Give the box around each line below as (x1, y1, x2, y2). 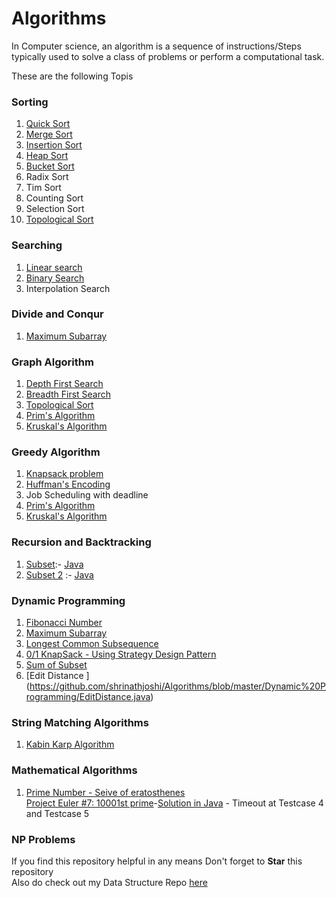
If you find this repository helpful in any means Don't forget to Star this (11, 855, 303, 867)
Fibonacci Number (25, 617, 103, 629)
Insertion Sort (25, 139, 83, 151)
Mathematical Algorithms (11, 763, 138, 777)
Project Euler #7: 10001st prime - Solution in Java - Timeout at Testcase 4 (25, 797, 324, 809)
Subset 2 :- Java (25, 568, 94, 581)
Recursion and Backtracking (11, 535, 152, 549)
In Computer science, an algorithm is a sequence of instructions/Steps (11, 40, 302, 52)
